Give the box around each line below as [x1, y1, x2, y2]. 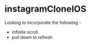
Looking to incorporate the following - [4, 20, 82, 25]
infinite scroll [11, 29, 38, 35]
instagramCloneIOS [4, 3, 87, 15]
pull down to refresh [11, 34, 53, 40]
